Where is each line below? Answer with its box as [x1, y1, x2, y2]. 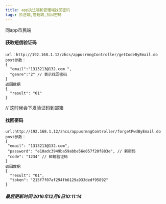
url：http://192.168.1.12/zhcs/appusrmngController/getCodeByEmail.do [5, 52, 158, 57]
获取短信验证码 [5, 39, 37, 46]
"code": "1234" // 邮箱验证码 [7, 154, 68, 159]
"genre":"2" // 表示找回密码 [10, 72, 67, 77]
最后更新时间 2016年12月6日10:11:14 [5, 193, 82, 199]
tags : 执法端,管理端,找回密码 [5, 12, 62, 17]
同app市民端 [5, 27, 32, 33]
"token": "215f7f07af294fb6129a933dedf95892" [10, 177, 109, 183]
